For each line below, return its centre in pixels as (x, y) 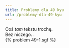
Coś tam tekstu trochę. (29, 29)
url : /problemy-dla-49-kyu (33, 15)
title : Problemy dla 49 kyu (35, 10)
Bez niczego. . (20, 34)
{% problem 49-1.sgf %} (31, 40)
